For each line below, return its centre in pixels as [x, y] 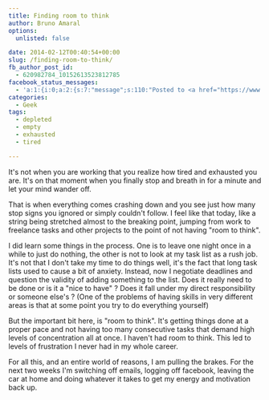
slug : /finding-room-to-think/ [61, 60]
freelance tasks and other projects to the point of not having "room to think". [134, 230]
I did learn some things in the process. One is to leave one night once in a [130, 245]
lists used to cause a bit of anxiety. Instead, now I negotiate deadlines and [130, 271]
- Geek [26, 105]
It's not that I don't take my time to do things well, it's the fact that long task [133, 262]
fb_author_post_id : [41, 68]
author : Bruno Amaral [45, 23]
